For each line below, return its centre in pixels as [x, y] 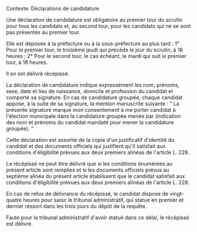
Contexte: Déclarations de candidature [53, 8]
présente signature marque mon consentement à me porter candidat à [91, 110]
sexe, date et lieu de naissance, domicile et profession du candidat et [90, 91]
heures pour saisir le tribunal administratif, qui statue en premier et [103, 200]
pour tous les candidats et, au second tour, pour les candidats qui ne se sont [98, 26]
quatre [14, 200]
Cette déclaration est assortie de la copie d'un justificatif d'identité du [90, 140]
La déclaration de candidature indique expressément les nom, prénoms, [93, 85]
